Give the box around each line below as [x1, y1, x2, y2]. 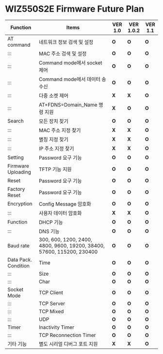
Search [7, 117, 24, 124]
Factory [7, 186, 25, 192]
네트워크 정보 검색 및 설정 [38, 38, 94, 45]
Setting [7, 154, 24, 161]
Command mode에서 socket [38, 59, 103, 66]
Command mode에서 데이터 [38, 75, 101, 82]
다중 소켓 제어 [38, 92, 69, 99]
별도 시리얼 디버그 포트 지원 [38, 340, 98, 347]
